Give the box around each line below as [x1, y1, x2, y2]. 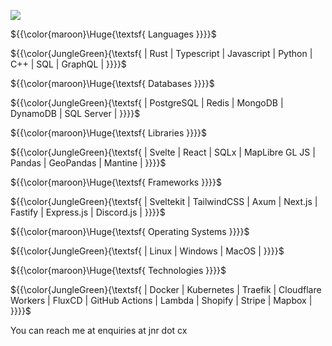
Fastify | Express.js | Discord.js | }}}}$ [10, 206, 166, 218]
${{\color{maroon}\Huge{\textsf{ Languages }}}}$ [10, 28, 217, 40]
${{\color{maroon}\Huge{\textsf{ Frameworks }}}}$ [10, 176, 223, 188]
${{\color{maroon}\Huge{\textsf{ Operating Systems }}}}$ [10, 226, 250, 237]
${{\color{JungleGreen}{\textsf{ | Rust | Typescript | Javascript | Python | [10, 48, 313, 59]
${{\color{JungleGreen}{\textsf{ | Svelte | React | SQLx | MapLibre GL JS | [10, 146, 316, 158]
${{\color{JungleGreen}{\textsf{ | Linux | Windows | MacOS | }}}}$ [10, 245, 285, 257]
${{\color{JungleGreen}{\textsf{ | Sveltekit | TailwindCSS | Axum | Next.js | [10, 196, 318, 207]
